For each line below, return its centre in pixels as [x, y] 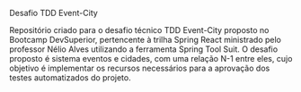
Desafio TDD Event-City [54, 13]
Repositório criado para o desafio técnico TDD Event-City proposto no [139, 30]
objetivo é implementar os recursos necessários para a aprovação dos [140, 68]
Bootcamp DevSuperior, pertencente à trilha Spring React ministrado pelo [145, 40]
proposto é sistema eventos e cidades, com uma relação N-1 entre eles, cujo [151, 59]
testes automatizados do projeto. [71, 78]
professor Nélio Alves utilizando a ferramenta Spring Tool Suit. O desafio [144, 49]
